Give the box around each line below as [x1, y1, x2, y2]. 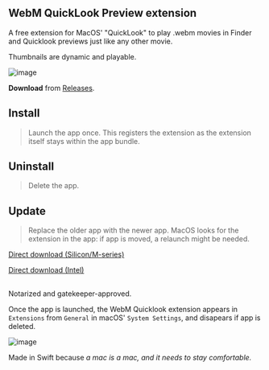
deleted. [8, 321, 36, 331]
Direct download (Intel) [8, 265, 85, 275]
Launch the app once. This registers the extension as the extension [27, 128, 252, 138]
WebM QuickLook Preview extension [8, 6, 197, 20]
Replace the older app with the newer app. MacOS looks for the [27, 225, 239, 236]
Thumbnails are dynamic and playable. [8, 51, 137, 61]
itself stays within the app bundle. [27, 136, 141, 146]
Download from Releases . [8, 83, 95, 92]
